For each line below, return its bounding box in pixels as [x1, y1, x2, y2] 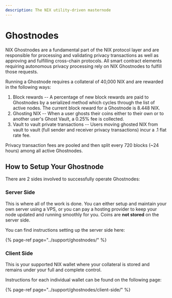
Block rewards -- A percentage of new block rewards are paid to [12, 94, 149, 100]
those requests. [5, 68, 38, 74]
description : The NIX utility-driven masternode [5, 7, 111, 13]
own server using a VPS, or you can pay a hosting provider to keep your [5, 206, 157, 212]
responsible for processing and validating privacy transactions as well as [5, 52, 159, 58]
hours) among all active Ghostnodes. [5, 147, 83, 154]
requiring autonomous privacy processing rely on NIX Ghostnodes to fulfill [5, 63, 162, 69]
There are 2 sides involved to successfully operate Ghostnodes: [5, 176, 140, 182]
